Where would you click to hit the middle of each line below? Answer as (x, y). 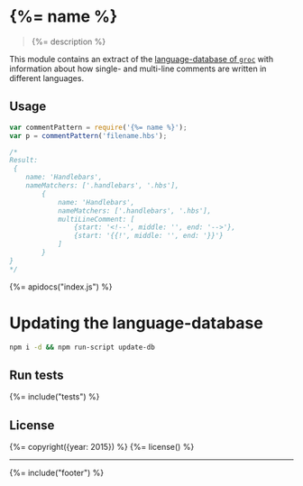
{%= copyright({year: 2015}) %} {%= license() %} (102, 447)
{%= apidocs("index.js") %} (61, 287)
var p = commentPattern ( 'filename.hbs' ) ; (88, 136)
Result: (24, 160)
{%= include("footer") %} (57, 473)
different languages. (46, 78)
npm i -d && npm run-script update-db (82, 347)
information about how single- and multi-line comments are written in (138, 69)
